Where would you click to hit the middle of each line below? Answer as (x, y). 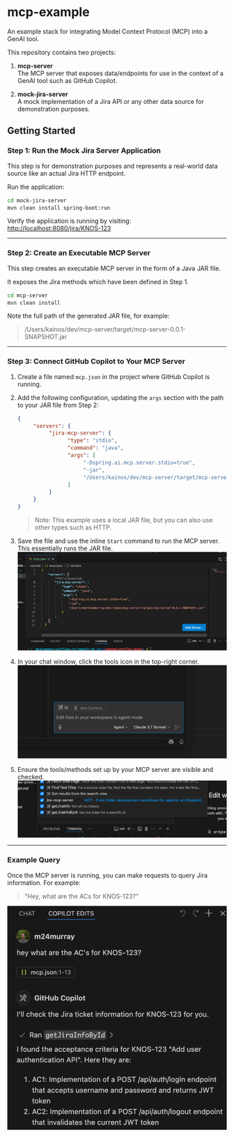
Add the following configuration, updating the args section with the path (120, 397)
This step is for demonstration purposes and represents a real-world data (112, 166)
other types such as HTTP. (73, 527)
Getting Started (41, 131)
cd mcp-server (28, 295)
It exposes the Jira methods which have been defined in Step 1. (98, 281)
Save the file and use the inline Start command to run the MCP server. (118, 541)
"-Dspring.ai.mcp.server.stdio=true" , (139, 463)
